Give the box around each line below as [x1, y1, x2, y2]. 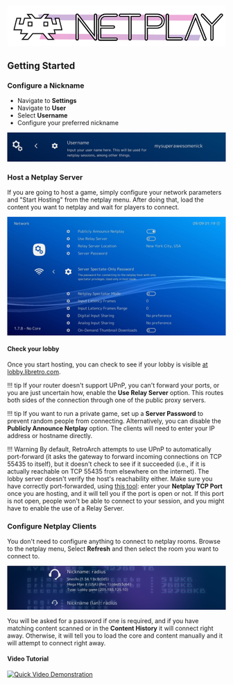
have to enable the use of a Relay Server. [7, 504, 125, 513]
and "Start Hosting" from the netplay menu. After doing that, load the [7, 195, 205, 204]
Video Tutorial [7, 654, 49, 663]
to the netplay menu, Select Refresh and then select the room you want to [7, 545, 219, 553]
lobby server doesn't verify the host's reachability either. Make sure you [7, 475, 213, 483]
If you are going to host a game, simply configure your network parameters [7, 188, 222, 197]
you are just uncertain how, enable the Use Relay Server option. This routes [7, 389, 224, 396]
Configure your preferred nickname [17, 118, 119, 127]
